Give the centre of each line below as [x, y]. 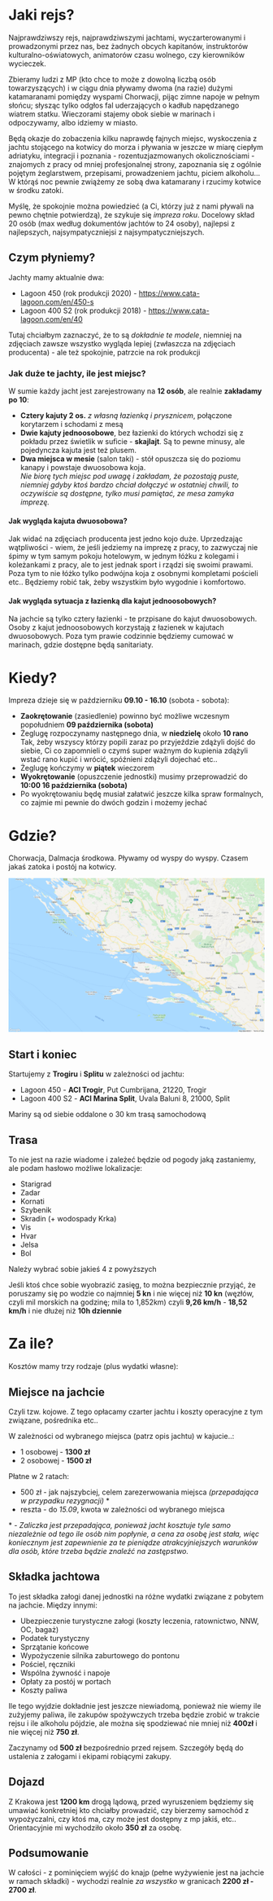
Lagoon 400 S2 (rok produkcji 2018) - [83, 310]
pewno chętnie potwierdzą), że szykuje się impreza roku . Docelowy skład [132, 214]
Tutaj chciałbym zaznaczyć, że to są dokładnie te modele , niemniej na [125, 335]
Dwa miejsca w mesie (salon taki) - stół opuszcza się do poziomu [130, 459]
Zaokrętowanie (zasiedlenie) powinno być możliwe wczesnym [125, 716]
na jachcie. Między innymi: [53, 1605]
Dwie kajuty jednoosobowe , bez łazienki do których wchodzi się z [132, 433]
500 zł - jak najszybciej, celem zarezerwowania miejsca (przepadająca [139, 1492]
